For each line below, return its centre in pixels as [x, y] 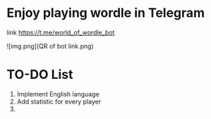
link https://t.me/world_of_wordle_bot [61, 32]
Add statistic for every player [59, 101]
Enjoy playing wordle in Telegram [106, 13]
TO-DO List [40, 75]
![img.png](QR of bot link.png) [50, 46]
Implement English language [58, 94]
